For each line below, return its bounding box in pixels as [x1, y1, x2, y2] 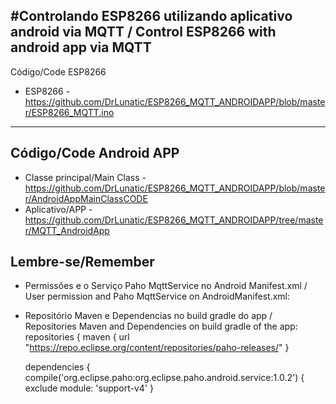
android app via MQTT [10, 39, 152, 56]
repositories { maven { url [24, 331, 130, 343]
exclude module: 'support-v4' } [24, 382, 154, 394]
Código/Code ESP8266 [10, 65, 107, 78]
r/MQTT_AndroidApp [24, 224, 110, 236]
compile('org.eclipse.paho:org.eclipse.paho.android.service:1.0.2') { [24, 372, 305, 384]
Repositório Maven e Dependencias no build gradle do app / [24, 310, 273, 322]
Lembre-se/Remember [10, 254, 155, 271]
